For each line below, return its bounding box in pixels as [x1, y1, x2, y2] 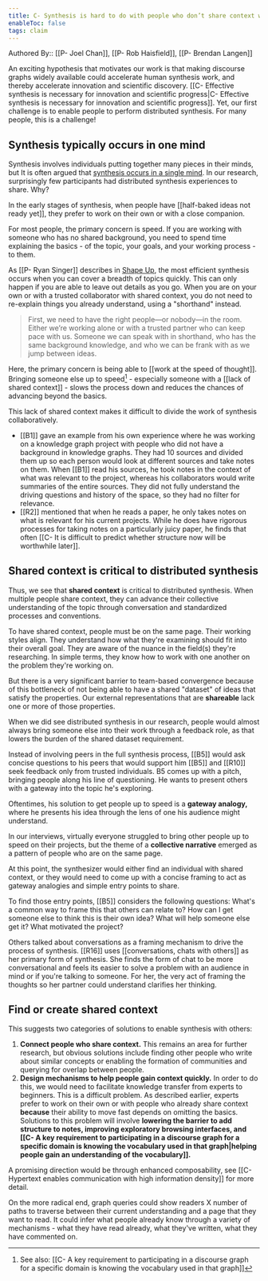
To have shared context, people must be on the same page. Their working [8, 626, 251, 636]
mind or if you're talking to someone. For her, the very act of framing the [8, 971, 246, 980]
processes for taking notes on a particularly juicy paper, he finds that [19, 524, 246, 533]
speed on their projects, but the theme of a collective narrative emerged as [8, 840, 258, 849]
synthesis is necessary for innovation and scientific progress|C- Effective [8, 90, 250, 99]
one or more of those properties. [8, 701, 116, 711]
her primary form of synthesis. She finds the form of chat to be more [8, 954, 234, 964]
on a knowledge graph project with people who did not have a [19, 439, 224, 449]
